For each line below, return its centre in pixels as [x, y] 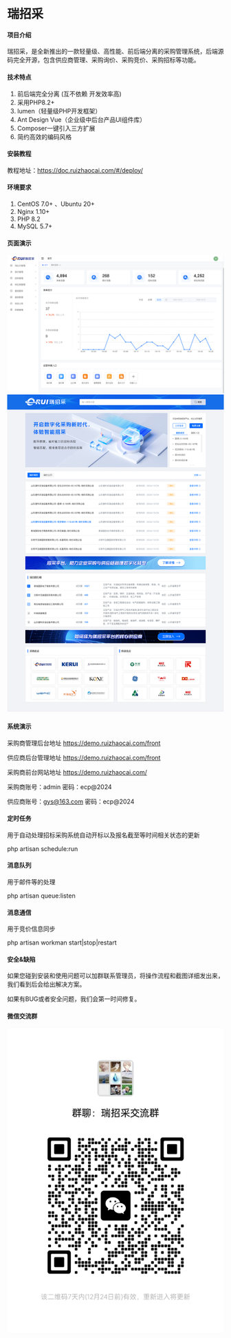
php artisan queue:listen [41, 896]
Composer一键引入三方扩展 [56, 128]
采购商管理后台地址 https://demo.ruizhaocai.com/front [84, 743]
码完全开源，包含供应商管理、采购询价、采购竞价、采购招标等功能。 [103, 60]
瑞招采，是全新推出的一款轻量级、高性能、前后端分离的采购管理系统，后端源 [115, 52]
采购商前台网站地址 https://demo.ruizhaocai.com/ [77, 772]
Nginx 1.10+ [33, 212]
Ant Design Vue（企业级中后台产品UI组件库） [81, 119]
